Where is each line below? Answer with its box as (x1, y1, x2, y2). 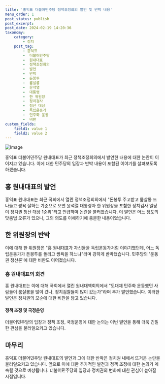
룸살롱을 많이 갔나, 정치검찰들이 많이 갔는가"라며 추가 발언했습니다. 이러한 (18, 289, 160, 295)
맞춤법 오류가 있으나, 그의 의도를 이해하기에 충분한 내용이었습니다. (5, 215, 132, 221)
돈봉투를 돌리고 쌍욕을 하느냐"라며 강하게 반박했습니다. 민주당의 (26, 251, 148, 256)
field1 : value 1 (14, 126, 48, 131)
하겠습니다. (5, 167, 27, 173)
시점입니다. (5, 374, 27, 380)
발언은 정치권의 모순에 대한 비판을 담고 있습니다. (5, 295, 98, 301)
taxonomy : (5, 30, 26, 35)
